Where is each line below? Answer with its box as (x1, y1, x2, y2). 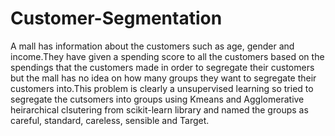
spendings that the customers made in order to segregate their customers (10, 61, 315, 73)
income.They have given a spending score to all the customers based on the (10, 50, 325, 62)
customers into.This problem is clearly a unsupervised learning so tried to (10, 82, 314, 94)
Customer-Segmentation (10, 7, 223, 30)
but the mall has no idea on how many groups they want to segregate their (10, 72, 317, 84)
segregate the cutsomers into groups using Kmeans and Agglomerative (10, 93, 305, 105)
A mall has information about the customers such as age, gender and (10, 40, 295, 52)
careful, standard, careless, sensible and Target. (10, 114, 210, 126)
